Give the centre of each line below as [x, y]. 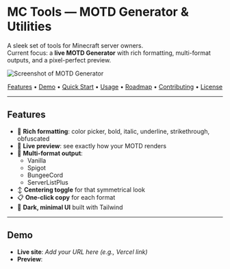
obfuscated [33, 139]
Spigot [37, 167]
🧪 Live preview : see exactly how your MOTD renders [91, 145]
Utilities [29, 26]
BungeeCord [45, 175]
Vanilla [37, 160]
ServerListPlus [48, 182]
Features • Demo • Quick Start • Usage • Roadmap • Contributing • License [115, 86]
